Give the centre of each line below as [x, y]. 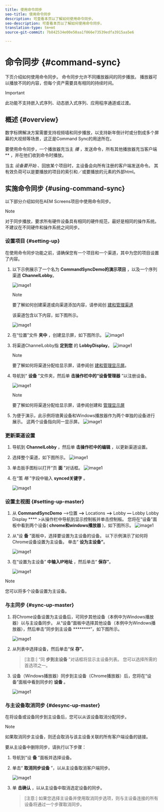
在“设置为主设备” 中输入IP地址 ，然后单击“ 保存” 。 [63, 562]
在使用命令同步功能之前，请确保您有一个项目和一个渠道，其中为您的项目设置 [82, 253]
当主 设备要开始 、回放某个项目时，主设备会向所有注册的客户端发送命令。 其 [82, 165]
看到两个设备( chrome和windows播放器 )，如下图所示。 [77, 525]
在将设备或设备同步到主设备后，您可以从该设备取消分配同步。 [67, 717]
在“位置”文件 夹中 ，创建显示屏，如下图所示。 [58, 335]
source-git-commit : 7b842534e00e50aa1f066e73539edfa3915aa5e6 [70, 32]
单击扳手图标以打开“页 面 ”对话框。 [47, 468]
